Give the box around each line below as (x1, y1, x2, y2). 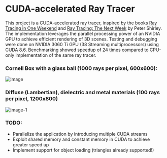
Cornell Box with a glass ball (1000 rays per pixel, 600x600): (5, 64, 158, 71)
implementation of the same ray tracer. (15, 52, 96, 58)
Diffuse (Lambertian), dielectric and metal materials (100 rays (5, 89, 160, 96)
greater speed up (12, 141, 49, 147)
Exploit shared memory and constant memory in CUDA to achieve (12, 136, 150, 142)
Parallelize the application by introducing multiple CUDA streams (12, 131, 148, 137)
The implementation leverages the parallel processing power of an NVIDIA (5, 30, 160, 36)
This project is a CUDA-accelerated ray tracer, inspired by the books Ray (5, 20, 157, 26)
